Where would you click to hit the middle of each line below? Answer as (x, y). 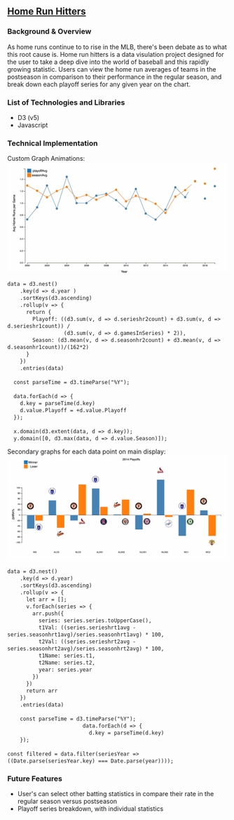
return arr (42, 691)
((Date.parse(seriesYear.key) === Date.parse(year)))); (90, 761)
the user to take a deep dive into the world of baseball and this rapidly (108, 62)
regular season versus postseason (67, 801)
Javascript (33, 125)
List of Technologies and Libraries (66, 102)
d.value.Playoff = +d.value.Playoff (74, 411)
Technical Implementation (53, 143)
